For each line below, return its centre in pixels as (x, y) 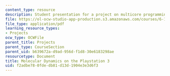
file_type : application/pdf (35, 24)
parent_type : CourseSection (35, 47)
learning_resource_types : (32, 28)
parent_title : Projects (30, 42)
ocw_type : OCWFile (25, 38)
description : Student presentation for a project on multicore (73, 14)
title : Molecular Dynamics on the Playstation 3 (57, 61)
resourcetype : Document (30, 56)
